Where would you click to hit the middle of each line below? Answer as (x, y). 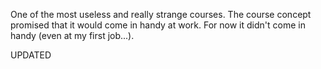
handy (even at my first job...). (72, 35)
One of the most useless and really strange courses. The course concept (161, 14)
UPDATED (31, 55)
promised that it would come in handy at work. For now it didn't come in (158, 25)
